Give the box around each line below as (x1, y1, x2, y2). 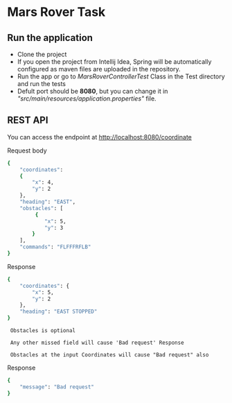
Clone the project (17, 50, 67, 58)
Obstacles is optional (10, 327, 76, 334)
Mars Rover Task (7, 4, 106, 20)
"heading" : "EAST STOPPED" (19, 308, 98, 316)
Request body (7, 146, 47, 155)
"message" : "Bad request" (19, 383, 95, 391)
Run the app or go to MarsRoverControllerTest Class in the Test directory (17, 72, 225, 80)
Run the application (7, 32, 93, 44)
